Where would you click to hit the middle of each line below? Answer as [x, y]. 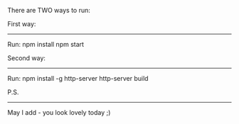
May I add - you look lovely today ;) [59, 112]
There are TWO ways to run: [49, 10]
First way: [22, 24]
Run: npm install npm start [46, 44]
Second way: [27, 58]
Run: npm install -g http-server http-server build [78, 78]
